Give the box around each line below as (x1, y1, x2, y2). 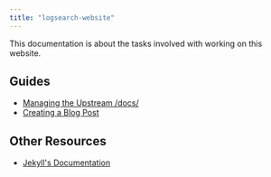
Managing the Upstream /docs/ (22, 98, 139, 108)
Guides (9, 74, 51, 89)
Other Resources (9, 133, 107, 149)
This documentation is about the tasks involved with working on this (9, 38, 263, 49)
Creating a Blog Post (22, 107, 99, 118)
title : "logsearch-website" (9, 13, 116, 23)
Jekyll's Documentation (22, 157, 111, 168)
